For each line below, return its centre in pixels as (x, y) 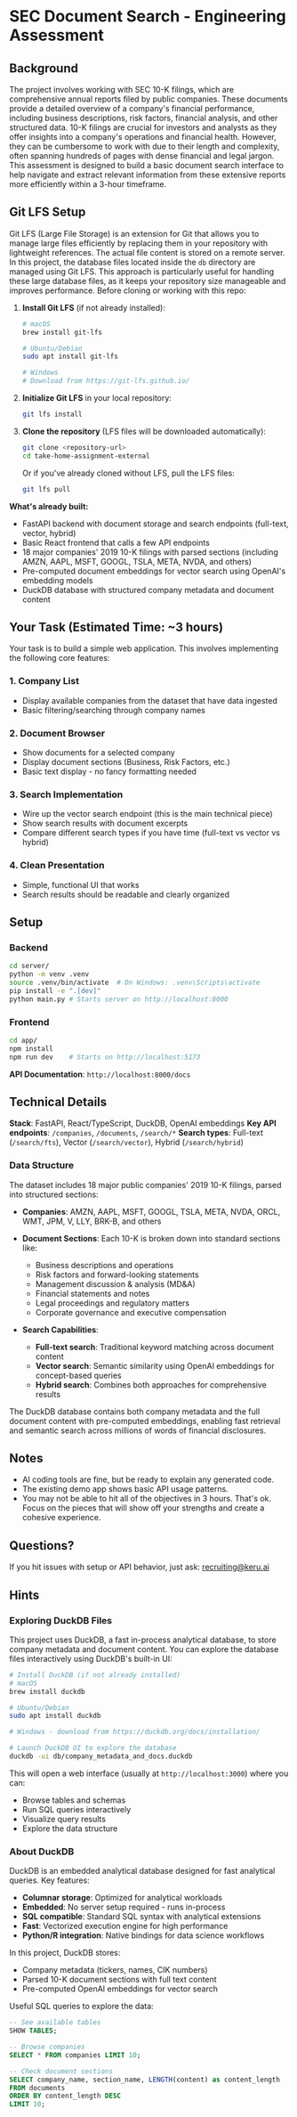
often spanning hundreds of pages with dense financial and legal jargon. (142, 156)
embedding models (57, 580)
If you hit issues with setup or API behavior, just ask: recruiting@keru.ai (139, 1567)
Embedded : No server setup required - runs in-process (124, 1907)
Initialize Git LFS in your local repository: (96, 398)
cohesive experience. (61, 1518)
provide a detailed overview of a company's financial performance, (132, 108)
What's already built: (49, 506)
